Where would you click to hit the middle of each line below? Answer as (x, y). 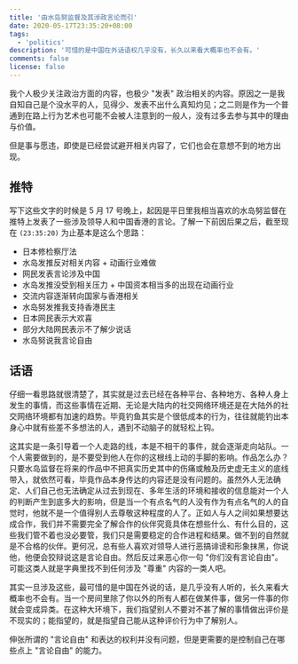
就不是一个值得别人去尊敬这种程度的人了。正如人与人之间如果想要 (160, 512)
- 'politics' (41, 42)
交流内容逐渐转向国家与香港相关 (80, 296)
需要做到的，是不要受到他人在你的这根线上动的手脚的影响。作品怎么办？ (157, 457)
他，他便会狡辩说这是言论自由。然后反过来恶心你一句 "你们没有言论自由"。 (146, 557)
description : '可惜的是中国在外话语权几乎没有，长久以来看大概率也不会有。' (135, 51)
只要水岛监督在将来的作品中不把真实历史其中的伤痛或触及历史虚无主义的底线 (149, 468)
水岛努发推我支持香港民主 (69, 306)
